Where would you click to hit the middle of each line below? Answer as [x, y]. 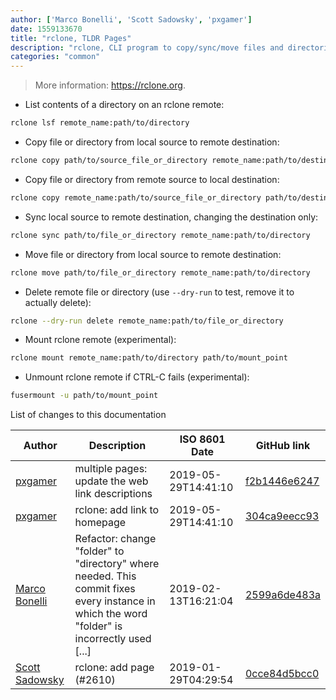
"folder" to [99, 551]
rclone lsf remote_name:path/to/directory [100, 123]
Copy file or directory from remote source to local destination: [152, 179]
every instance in [115, 601]
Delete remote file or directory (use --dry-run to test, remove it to [159, 292]
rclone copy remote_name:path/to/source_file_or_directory [136, 197]
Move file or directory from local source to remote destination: [153, 254]
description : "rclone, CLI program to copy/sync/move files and [147, 47]
